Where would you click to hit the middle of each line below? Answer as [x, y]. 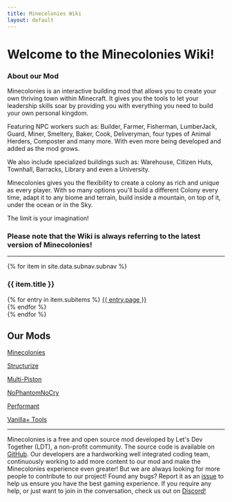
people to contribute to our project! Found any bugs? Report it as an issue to [116, 476]
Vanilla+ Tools [27, 420]
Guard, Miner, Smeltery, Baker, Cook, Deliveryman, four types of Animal [109, 134]
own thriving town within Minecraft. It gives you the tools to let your [103, 98]
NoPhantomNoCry [33, 393]
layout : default [30, 20]
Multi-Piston [25, 379]
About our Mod [33, 75]
